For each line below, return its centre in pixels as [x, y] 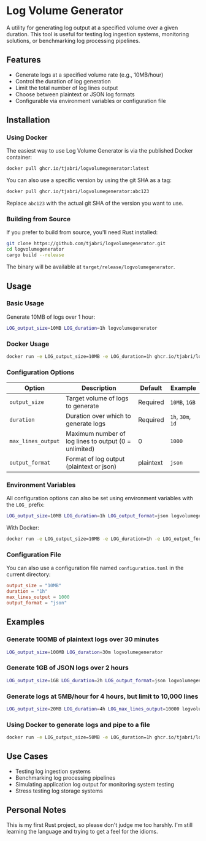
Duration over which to [98, 416]
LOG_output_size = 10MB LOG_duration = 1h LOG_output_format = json [87, 516]
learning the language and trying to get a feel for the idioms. [82, 831]
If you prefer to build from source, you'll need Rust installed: [82, 232]
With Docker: [23, 528]
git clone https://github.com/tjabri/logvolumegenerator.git [86, 244]
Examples [25, 622]
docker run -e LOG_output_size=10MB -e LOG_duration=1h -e [83, 539]
